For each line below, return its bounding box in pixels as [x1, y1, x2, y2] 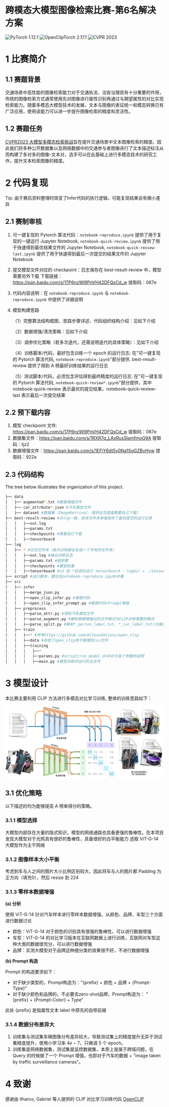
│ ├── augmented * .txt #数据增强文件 [5, 500, 82, 505]
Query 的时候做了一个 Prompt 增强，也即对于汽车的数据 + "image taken [12, 1052, 161, 1059]
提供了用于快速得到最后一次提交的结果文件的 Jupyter [36, 251, 146, 257]
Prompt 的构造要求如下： [5, 969, 57, 975]
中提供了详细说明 [47, 296, 83, 302]
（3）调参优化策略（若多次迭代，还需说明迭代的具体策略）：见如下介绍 [12, 339, 159, 345]
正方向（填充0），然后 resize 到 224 [5, 875, 79, 881]
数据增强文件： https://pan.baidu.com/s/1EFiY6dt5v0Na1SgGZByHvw [12, 448, 155, 454]
